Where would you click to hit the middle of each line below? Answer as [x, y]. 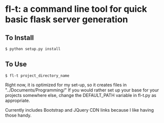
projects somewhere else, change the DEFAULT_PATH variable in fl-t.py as [81, 95]
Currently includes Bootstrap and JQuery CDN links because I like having [80, 110]
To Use [16, 64]
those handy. [19, 115]
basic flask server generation [67, 19]
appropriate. [18, 100]
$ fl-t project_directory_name [37, 76]
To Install [20, 38]
